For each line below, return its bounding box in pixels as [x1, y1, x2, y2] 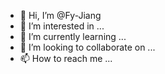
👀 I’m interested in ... [19, 20, 105, 32]
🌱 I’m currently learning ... [19, 31, 127, 42]
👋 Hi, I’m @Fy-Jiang [19, 10, 102, 21]
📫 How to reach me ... [19, 53, 113, 64]
